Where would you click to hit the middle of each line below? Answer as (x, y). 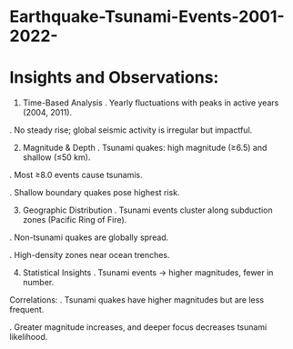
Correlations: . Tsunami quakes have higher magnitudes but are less (137, 300)
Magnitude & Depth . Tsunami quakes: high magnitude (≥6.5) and (145, 148)
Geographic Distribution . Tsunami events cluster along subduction (147, 210)
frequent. (27, 310)
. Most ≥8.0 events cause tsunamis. (76, 175)
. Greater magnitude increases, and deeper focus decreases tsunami (138, 327)
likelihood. (29, 337)
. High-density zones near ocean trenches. (90, 255)
